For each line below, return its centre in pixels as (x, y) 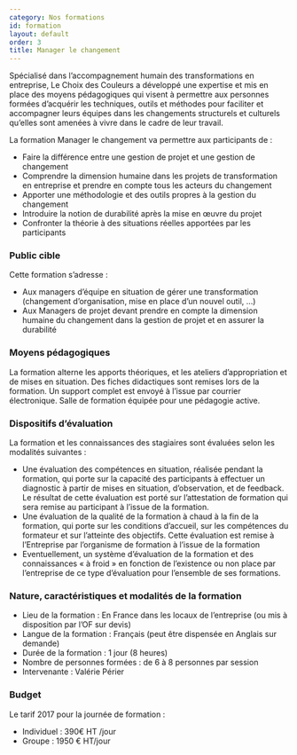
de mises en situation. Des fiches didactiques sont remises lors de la (134, 381)
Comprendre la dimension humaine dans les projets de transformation (149, 176)
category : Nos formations (57, 17)
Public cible (35, 256)
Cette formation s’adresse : (59, 275)
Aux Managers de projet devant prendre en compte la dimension (140, 311)
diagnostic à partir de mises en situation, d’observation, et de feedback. (153, 488)
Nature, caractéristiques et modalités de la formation (125, 595)
